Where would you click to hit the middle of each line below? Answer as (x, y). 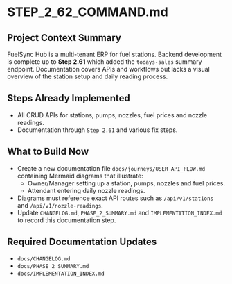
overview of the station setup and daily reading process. (88, 76)
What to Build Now (48, 152)
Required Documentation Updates (82, 242)
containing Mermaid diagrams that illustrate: (80, 176)
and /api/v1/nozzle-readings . (60, 205)
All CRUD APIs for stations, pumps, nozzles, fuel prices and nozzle (112, 115)
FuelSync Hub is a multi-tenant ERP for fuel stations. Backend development (115, 54)
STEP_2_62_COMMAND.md (88, 12)
